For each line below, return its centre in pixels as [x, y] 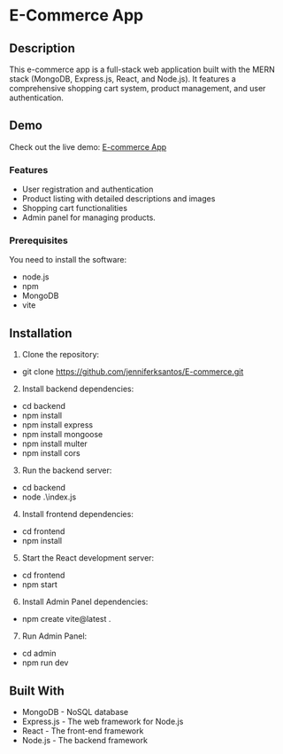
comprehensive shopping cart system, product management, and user [138, 88]
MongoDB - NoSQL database [75, 712]
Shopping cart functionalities [75, 208]
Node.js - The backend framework [85, 741]
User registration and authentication [88, 189]
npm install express [57, 425]
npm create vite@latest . [66, 619]
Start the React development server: [88, 558]
